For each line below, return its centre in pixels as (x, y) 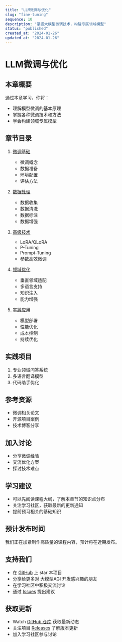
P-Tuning (29, 247)
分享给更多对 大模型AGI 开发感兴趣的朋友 (55, 579)
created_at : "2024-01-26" (32, 33)
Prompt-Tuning (35, 253)
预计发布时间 (25, 529)
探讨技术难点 (26, 468)
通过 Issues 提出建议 (34, 591)
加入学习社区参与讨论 (34, 634)
